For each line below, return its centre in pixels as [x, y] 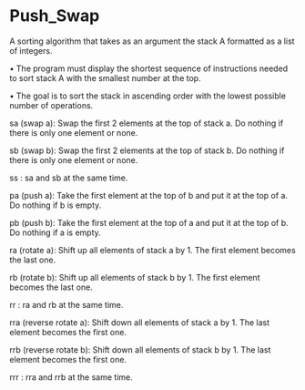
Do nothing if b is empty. [56, 205]
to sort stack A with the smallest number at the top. [106, 77]
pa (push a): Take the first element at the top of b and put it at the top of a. [149, 195]
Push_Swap [55, 16]
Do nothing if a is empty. [56, 232]
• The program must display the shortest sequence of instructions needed [149, 68]
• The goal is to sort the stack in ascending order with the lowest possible [148, 96]
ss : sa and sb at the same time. [69, 178]
